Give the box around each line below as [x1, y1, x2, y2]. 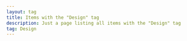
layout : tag [6, 8, 37, 15]
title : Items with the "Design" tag [6, 14, 99, 20]
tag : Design [6, 25, 37, 32]
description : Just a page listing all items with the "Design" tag [6, 20, 182, 26]
